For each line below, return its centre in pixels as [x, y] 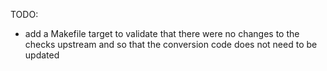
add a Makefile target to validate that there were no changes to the [162, 33]
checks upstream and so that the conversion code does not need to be [171, 44]
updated [42, 55]
